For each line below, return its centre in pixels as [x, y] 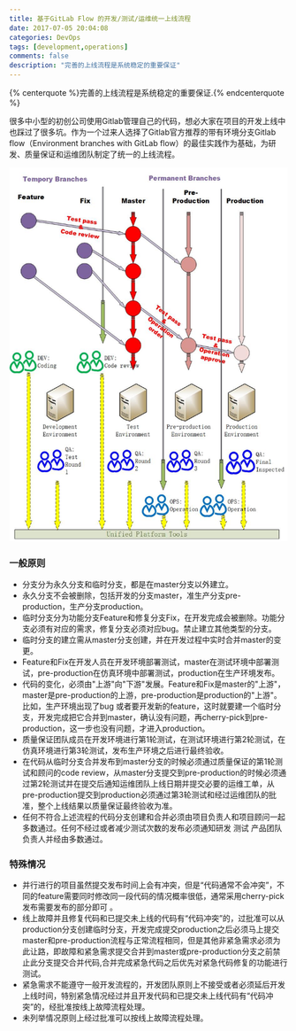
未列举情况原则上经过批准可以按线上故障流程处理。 [115, 1018]
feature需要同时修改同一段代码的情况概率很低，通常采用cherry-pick [161, 895]
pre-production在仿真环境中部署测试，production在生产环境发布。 [159, 672]
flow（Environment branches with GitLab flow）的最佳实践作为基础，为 [139, 143]
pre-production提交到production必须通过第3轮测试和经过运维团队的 [145, 795]
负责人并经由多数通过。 [65, 839]
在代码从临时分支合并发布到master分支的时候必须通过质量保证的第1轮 [148, 761]
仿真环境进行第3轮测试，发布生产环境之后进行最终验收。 [125, 750]
